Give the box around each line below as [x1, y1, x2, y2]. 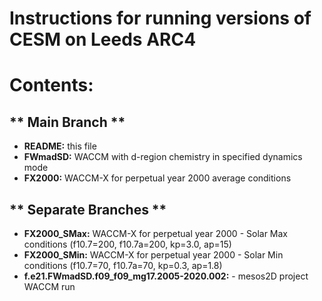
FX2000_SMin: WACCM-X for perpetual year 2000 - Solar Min [23, 249, 284, 261]
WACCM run [23, 281, 76, 292]
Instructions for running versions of [9, 7, 312, 30]
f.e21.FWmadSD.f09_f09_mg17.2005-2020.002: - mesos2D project [23, 270, 309, 282]
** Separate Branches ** [9, 201, 167, 218]
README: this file [23, 140, 97, 152]
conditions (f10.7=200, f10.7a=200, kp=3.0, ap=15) [23, 238, 232, 250]
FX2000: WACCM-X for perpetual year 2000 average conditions [23, 172, 292, 184]
